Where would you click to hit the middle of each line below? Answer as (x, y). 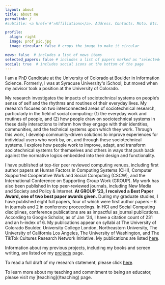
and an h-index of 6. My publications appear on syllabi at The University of (81, 222)
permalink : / (18, 19)
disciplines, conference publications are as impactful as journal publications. (82, 212)
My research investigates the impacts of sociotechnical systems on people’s (82, 98)
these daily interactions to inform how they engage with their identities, (77, 124)
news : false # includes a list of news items (54, 55)
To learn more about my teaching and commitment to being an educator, (78, 272)
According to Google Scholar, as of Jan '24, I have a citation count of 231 (79, 218)
